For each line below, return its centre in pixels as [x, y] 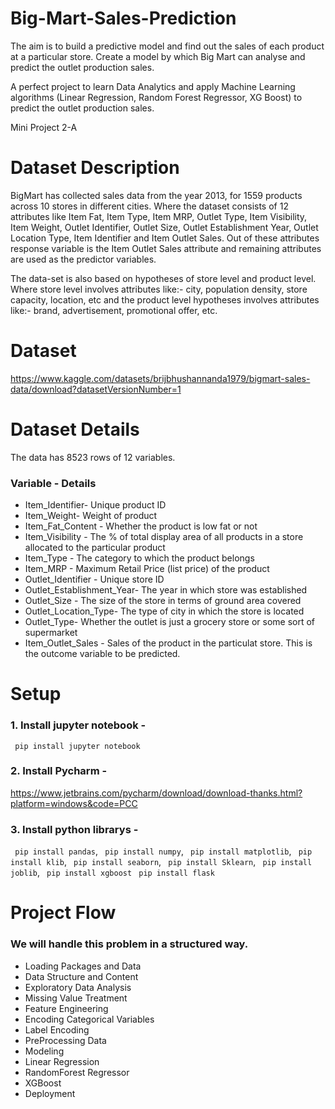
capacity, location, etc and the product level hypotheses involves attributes [165, 299]
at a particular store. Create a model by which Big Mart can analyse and [158, 56]
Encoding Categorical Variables [89, 1019]
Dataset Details [75, 429]
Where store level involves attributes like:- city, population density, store [159, 289]
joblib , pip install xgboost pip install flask [112, 873]
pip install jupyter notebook [77, 746]
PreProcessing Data [65, 1040]
